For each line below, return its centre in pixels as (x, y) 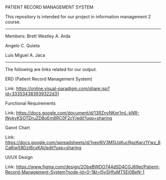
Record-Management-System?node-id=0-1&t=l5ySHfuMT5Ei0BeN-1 (75, 172)
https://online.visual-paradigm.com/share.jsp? (63, 89)
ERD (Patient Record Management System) (49, 79)
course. (13, 22)
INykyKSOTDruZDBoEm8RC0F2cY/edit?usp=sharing (59, 118)
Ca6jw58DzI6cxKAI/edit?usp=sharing (43, 148)
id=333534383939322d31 (32, 94)
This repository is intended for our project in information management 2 (78, 17)
